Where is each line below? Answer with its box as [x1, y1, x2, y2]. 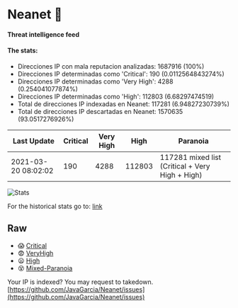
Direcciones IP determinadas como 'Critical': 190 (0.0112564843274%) [17, 69, 225, 78]
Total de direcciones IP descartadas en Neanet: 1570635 [17, 107, 183, 115]
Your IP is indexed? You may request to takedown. [7, 278, 154, 286]
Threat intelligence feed [7, 30, 80, 38]
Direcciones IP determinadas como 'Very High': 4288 [17, 77, 174, 86]
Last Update [13, 136, 55, 146]
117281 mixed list [159, 152, 222, 162]
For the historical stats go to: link [7, 202, 103, 210]
